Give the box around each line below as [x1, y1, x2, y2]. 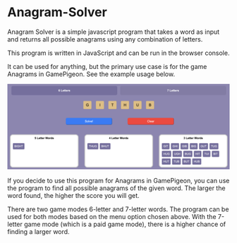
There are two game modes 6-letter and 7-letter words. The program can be [7, 205, 229, 213]
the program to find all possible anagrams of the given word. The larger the [7, 184, 226, 192]
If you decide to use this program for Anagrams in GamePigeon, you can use [7, 176, 230, 185]
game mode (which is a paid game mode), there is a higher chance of [23, 220, 226, 228]
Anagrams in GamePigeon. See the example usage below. [7, 70, 175, 78]
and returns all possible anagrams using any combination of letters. [7, 35, 203, 43]
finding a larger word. [7, 227, 70, 236]
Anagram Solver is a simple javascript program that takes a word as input [7, 27, 220, 36]
